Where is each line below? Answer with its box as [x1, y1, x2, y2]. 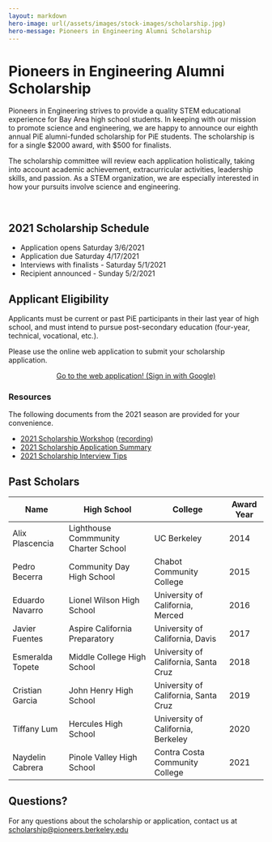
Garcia [12, 695, 38, 707]
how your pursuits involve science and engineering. [8, 182, 181, 191]
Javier [12, 623, 36, 634]
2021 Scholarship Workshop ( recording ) [19, 434, 154, 444]
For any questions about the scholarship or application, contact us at [8, 816, 237, 826]
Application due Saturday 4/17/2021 [19, 251, 140, 261]
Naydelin [12, 752, 46, 763]
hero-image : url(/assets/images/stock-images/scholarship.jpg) [8, 19, 227, 28]
